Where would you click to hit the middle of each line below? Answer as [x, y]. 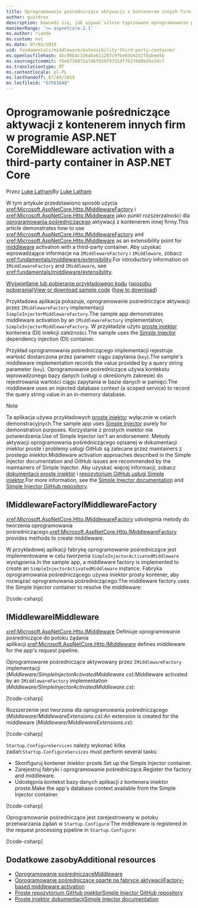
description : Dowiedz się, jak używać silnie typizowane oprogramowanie [97, 22]
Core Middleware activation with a [90, 150]
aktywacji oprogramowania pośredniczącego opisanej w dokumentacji [92, 442]
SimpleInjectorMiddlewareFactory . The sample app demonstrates [85, 313]
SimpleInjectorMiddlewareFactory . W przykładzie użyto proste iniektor [92, 326]
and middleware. [35, 776]
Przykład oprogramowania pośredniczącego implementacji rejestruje [90, 350]
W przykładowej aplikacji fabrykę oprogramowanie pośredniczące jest [91, 549]
